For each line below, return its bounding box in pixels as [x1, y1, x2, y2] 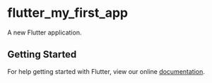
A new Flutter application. [7, 28, 82, 37]
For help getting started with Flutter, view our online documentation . [7, 67, 205, 75]
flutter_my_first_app [7, 5, 129, 21]
